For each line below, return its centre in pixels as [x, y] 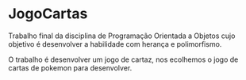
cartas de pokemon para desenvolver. [70, 67]
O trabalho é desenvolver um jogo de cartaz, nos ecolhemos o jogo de [123, 59]
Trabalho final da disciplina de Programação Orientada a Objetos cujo [122, 36]
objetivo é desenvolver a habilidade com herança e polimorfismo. [115, 44]
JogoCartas [48, 14]
